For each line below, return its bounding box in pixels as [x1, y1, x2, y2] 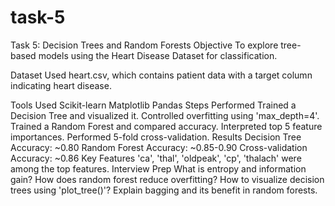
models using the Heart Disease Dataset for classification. [38, 49, 278, 61]
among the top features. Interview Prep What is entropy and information [10, 162, 307, 175]
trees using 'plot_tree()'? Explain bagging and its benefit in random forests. [10, 184, 318, 196]
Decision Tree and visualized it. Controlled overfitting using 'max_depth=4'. [10, 109, 320, 121]
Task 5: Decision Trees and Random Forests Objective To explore [10, 39, 279, 51]
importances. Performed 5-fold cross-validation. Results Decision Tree [10, 131, 302, 143]
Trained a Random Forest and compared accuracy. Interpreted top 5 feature [10, 120, 323, 132]
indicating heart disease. [10, 79, 112, 91]
